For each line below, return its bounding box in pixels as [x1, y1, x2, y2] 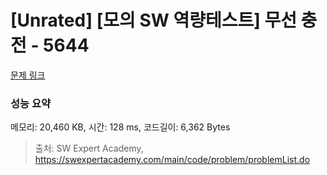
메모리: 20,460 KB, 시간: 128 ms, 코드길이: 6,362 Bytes [10, 121, 231, 133]
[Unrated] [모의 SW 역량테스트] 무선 [10, 9, 297, 32]
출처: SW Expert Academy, [34, 142, 144, 155]
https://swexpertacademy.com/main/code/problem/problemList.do [34, 154, 311, 166]
